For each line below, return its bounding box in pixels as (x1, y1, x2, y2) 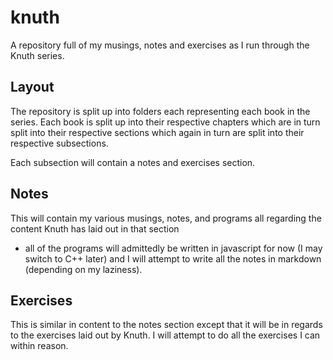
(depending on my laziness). (24, 263, 143, 275)
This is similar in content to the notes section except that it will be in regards (10, 319, 323, 331)
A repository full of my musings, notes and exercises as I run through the (10, 39, 310, 51)
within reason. (10, 340, 69, 352)
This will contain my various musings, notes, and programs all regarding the (10, 212, 322, 224)
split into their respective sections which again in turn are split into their (10, 126, 305, 138)
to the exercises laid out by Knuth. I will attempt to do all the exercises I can (10, 329, 321, 341)
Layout (10, 79, 55, 96)
